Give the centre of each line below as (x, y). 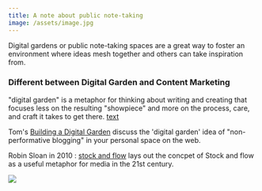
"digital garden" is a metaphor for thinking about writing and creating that (128, 99)
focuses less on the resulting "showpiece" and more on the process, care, (129, 108)
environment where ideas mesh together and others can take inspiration (126, 54)
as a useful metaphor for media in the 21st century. (91, 163)
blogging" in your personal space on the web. (126, 140)
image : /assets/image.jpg (51, 23)
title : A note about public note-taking (76, 15)
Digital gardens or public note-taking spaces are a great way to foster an (127, 45)
